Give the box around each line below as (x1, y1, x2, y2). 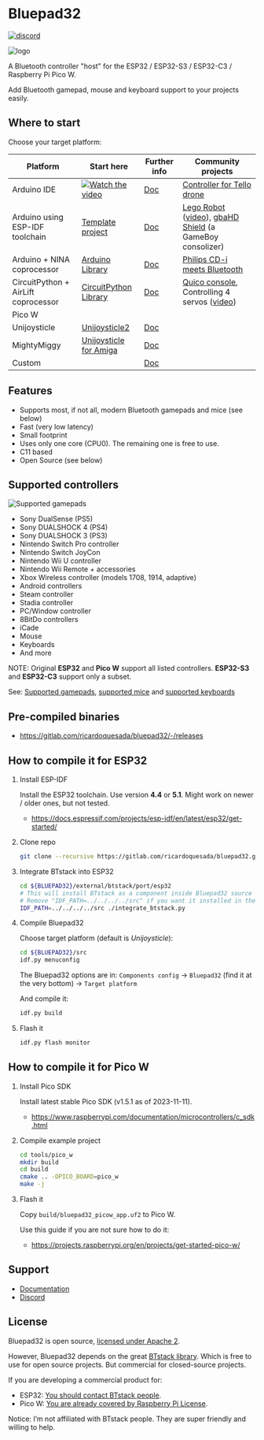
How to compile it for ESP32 (8, 753, 148, 767)
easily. (8, 93, 29, 102)
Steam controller (19, 590, 74, 599)
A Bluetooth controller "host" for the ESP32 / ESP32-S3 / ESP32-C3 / (8, 61, 233, 71)
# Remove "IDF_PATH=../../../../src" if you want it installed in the (19, 896, 256, 905)
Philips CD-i (182, 254, 228, 265)
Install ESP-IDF (19, 775, 68, 784)
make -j (19, 1180, 45, 1189)
